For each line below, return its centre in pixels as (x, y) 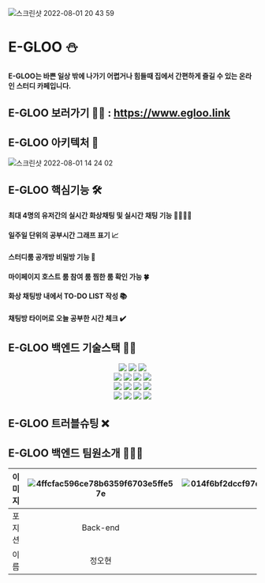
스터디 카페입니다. (44, 85)
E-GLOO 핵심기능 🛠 (55, 190)
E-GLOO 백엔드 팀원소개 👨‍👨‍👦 (76, 453)
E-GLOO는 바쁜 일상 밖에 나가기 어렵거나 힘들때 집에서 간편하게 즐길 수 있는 (123, 76)
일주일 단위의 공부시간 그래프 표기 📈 (63, 235)
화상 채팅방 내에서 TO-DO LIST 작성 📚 (68, 296)
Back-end (101, 528)
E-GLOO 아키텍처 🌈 (53, 142)
